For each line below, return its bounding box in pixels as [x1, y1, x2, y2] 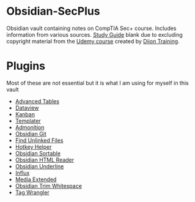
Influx [15, 169, 30, 176]
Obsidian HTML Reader [15, 156, 75, 163]
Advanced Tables [15, 97, 60, 105]
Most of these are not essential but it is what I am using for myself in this [6, 79, 189, 86]
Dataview [15, 104, 39, 111]
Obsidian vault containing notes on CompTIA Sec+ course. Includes [6, 24, 177, 32]
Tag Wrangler [15, 189, 50, 196]
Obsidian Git [15, 130, 47, 137]
